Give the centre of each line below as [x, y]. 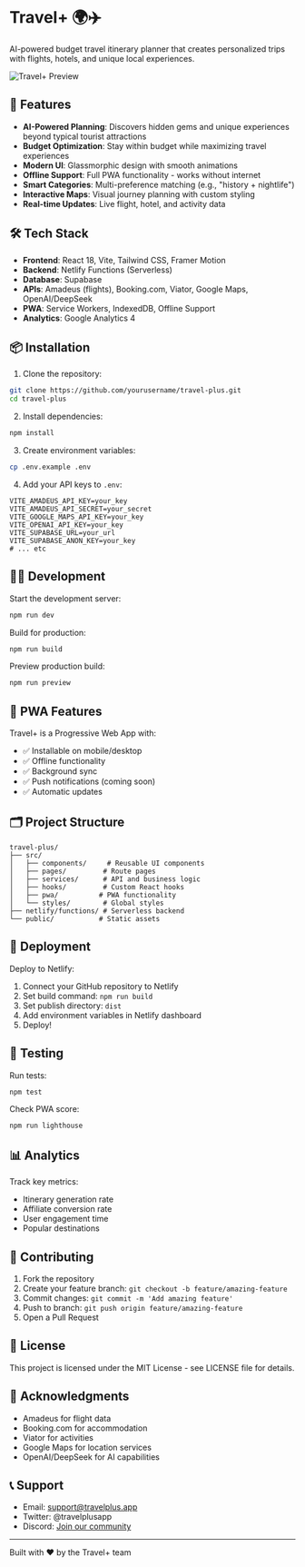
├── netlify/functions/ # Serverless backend [97, 911]
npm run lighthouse [46, 1126]
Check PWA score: [44, 1109]
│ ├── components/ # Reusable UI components [107, 863]
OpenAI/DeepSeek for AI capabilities [91, 1457]
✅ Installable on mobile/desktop [82, 751]
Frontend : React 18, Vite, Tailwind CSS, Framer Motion [124, 260]
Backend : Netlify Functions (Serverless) [97, 270]
